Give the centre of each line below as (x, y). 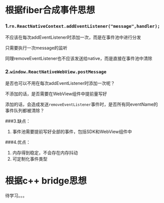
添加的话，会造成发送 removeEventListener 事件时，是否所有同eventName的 (82, 104)
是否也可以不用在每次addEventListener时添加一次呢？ (60, 83)
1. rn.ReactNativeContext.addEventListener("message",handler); (83, 26)
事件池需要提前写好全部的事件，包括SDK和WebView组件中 (72, 132)
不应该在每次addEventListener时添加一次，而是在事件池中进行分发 (73, 37)
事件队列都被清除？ (25, 110)
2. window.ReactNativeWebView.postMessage (56, 71)
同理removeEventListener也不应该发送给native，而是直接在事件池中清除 (79, 59)
